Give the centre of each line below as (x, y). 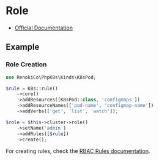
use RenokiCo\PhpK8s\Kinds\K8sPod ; (51, 77)
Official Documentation (43, 28)
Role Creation (26, 65)
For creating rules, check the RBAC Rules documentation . (78, 151)
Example (23, 47)
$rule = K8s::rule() (32, 88)
